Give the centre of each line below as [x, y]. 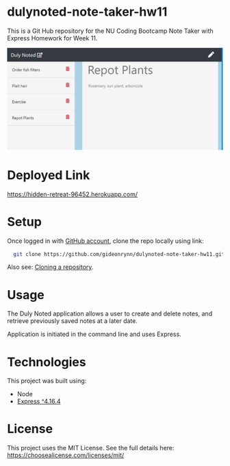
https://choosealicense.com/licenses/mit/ [66, 455]
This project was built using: [47, 381]
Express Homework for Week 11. [52, 38]
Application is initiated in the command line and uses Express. [94, 334]
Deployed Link [49, 175]
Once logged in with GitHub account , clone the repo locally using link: [105, 241]
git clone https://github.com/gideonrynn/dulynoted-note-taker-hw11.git [119, 254]
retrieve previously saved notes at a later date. [73, 321]
